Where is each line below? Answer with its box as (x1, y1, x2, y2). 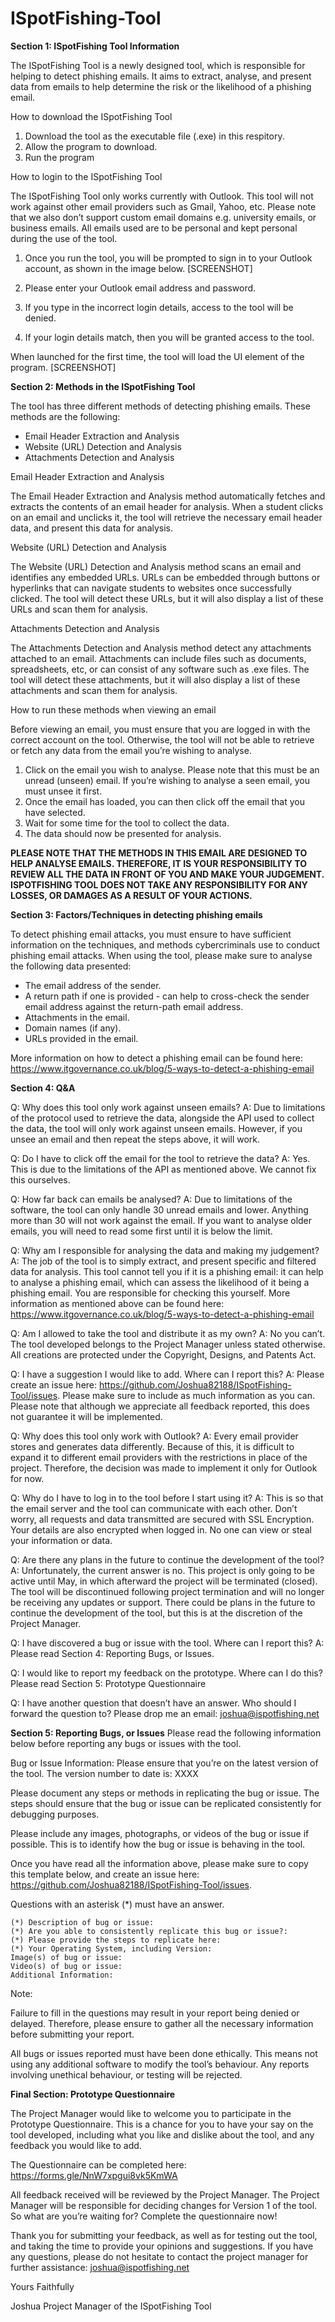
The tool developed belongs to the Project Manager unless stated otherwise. (10, 1338, 326, 1350)
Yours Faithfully (10, 2280, 75, 2292)
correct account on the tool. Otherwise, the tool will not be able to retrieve (10, 733, 315, 746)
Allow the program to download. (24, 140, 158, 152)
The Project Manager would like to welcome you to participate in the (10, 2107, 292, 2119)
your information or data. (10, 1534, 113, 1546)
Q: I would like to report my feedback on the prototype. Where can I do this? (10, 1667, 323, 1679)
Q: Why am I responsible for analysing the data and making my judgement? (10, 1244, 320, 1256)
